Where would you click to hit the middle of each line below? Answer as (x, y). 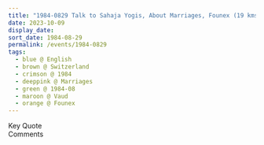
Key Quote (25, 126)
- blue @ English (44, 60)
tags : (17, 52)
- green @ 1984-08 (46, 89)
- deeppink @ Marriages (54, 81)
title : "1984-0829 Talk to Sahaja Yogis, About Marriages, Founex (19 (126, 15)
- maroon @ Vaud (42, 96)
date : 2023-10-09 (37, 23)
